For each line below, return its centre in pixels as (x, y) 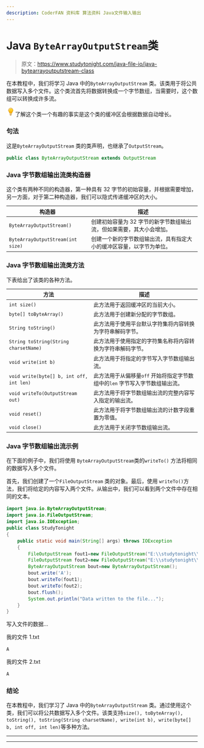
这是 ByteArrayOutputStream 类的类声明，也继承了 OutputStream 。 (87, 146)
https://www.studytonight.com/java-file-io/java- (97, 63)
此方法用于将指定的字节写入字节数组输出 (144, 358)
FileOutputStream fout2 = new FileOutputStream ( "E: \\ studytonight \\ (114, 560)
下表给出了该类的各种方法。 (41, 280)
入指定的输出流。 (115, 401)
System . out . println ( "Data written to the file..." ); (96, 599)
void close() (25, 428)
